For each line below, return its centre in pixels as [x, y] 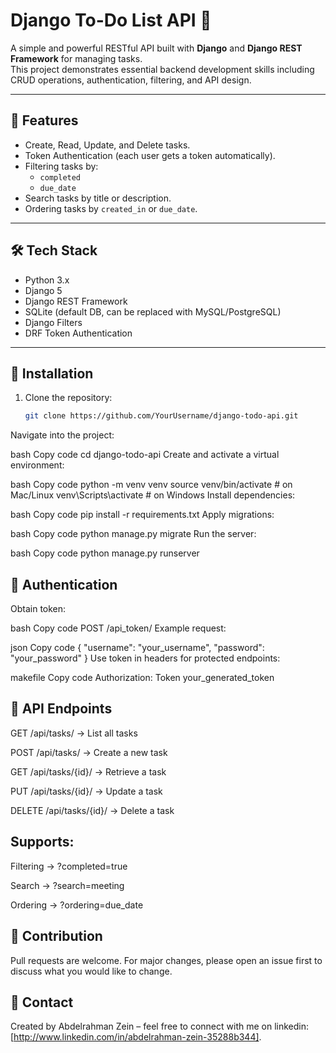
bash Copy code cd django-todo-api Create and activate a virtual [145, 455]
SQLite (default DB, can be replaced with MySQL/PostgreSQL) [153, 311]
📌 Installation [52, 373]
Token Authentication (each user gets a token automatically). [150, 155]
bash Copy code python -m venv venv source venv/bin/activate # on [151, 485]
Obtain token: [38, 609]
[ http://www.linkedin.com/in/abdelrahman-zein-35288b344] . [136, 1037]
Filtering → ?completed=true [69, 866]
